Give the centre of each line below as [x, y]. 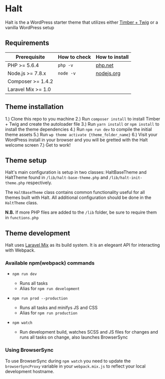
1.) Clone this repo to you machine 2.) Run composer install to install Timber [83, 118]
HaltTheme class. [22, 203]
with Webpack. [20, 250]
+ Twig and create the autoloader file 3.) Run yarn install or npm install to [82, 124]
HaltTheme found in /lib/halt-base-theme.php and [57, 178]
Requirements [27, 43]
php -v [66, 65]
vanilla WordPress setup [30, 27]
